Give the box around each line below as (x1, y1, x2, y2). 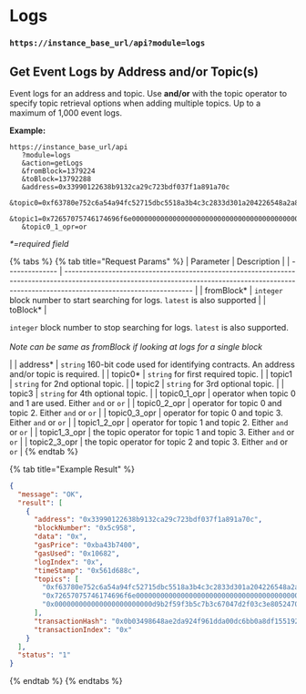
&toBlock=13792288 (21, 174, 92, 183)
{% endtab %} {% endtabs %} (9, 676, 123, 687)
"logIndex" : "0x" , (33, 557, 104, 566)
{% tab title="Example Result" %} (9, 464, 135, 475)
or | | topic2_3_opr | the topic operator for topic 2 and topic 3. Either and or (9, 436, 289, 447)
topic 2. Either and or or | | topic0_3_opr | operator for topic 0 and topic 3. (9, 407, 284, 418)
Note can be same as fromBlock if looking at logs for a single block (9, 341, 262, 352)
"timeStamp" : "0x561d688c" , (33, 566, 141, 575)
